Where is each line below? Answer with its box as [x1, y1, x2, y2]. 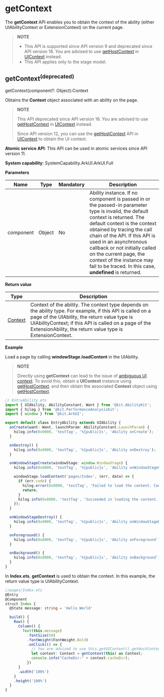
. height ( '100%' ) [14, 678, 47, 683]
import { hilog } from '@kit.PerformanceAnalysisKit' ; [5, 407, 119, 412]
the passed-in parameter [89, 202, 147, 208]
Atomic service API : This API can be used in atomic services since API [5, 145, 148, 151]
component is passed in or [89, 195, 150, 202]
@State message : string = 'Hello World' [9, 606, 93, 611]
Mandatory [58, 181, 85, 188]
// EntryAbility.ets [5, 398, 47, 403]
